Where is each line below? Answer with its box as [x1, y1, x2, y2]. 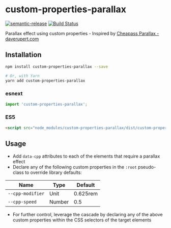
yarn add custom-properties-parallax [5, 78, 85, 83]
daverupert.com [5, 36, 39, 42]
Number [49, 198, 69, 205]
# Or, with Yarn [5, 73, 40, 79]
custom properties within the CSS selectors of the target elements [12, 217, 152, 223]
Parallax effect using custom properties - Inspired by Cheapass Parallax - [5, 30, 159, 36]
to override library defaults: [24, 169, 82, 175]
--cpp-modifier [8, 190, 45, 196]
